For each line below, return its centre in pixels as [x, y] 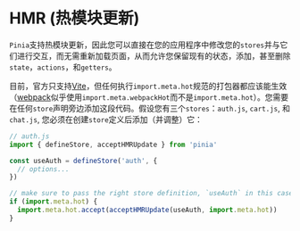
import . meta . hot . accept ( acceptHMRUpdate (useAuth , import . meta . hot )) [147, 210]
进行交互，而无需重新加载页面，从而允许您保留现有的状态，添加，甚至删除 [154, 55]
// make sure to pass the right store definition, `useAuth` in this [142, 194]
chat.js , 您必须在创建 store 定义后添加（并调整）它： [106, 119]
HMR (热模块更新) [75, 18]
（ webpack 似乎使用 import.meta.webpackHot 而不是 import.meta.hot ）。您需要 [149, 97]
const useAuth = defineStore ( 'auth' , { [83, 161]
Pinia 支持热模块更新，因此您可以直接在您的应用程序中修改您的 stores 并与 [145, 45]
